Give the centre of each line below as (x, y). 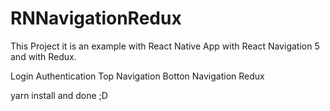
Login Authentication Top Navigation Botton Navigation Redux (137, 76)
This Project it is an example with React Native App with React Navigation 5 (165, 46)
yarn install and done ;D (59, 95)
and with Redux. (43, 56)
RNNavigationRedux (96, 18)
